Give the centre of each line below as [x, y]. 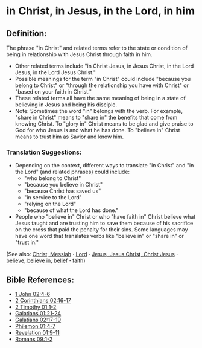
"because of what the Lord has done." [71, 210]
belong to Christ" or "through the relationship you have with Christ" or [102, 85]
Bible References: [40, 279]
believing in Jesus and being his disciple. [66, 105]
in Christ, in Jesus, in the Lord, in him [101, 11]
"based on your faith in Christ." [53, 92]
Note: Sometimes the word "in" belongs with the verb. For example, [99, 111]
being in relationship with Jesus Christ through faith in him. [79, 54]
